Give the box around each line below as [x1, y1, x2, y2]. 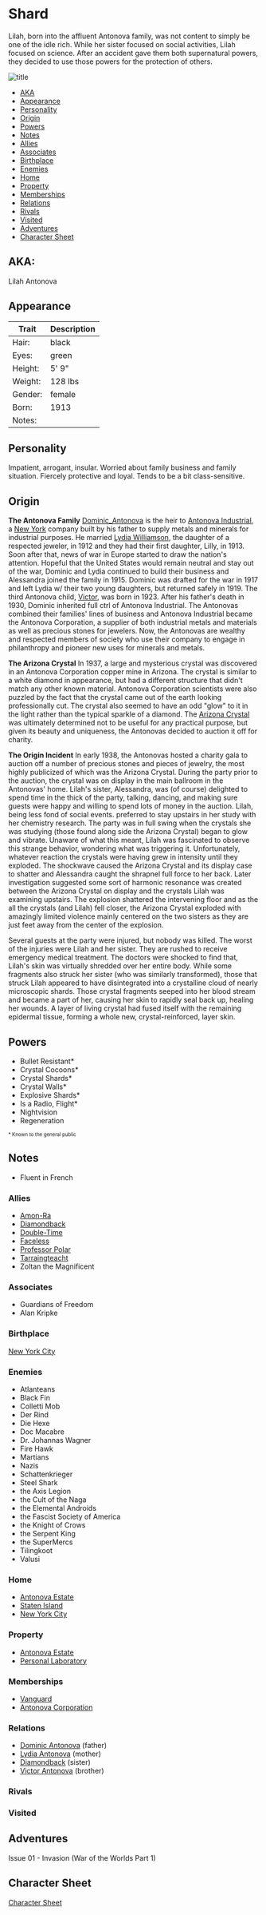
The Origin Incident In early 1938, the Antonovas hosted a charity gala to [8, 750, 248, 760]
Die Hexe [19, 1419, 50, 1428]
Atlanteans [19, 1385, 56, 1394]
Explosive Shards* [19, 1091, 80, 1099]
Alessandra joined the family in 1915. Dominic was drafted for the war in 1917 [8, 575, 259, 585]
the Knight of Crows [19, 1520, 86, 1530]
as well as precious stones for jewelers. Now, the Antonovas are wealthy [8, 626, 245, 636]
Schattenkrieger [19, 1469, 73, 1479]
